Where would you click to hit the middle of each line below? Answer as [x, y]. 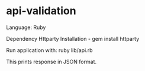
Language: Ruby [26, 27]
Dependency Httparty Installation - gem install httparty [73, 38]
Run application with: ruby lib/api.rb [49, 50]
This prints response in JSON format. [51, 62]
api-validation [41, 11]
